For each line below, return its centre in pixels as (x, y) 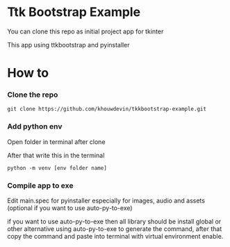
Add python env (35, 127)
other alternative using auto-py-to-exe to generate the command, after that (115, 229)
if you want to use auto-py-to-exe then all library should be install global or (114, 222)
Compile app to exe (40, 185)
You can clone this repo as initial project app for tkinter (85, 31)
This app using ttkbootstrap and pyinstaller (68, 45)
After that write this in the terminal (56, 155)
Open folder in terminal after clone (56, 142)
